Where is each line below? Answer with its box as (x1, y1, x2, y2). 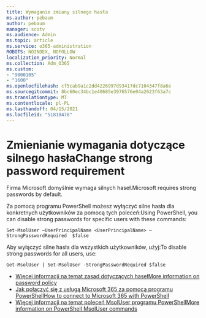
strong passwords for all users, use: (6, 250, 97, 257)
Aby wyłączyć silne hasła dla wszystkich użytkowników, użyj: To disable (6, 243, 187, 251)
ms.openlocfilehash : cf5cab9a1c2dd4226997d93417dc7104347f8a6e (6, 83, 172, 89)
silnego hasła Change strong (6, 151, 153, 165)
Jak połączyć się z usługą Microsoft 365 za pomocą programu (15, 286, 174, 293)
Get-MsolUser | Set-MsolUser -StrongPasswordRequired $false (6, 262, 166, 268)
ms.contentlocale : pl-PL (6, 100, 70, 106)
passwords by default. (6, 191, 63, 198)
